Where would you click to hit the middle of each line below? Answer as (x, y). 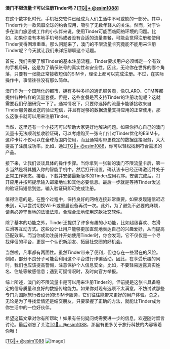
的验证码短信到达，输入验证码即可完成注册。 (52, 188)
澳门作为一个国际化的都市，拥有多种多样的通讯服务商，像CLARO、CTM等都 (84, 91)
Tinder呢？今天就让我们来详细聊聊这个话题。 (52, 50)
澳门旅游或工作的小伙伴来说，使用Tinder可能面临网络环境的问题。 (83, 31)
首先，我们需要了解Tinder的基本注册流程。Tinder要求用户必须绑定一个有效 (83, 61)
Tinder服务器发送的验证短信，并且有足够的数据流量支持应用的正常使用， (81, 110)
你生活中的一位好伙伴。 (30, 307)
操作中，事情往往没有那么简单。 (38, 80)
